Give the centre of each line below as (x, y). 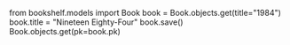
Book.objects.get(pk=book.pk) (65, 31)
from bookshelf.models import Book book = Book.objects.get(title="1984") (145, 13)
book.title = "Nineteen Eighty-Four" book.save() (96, 22)
